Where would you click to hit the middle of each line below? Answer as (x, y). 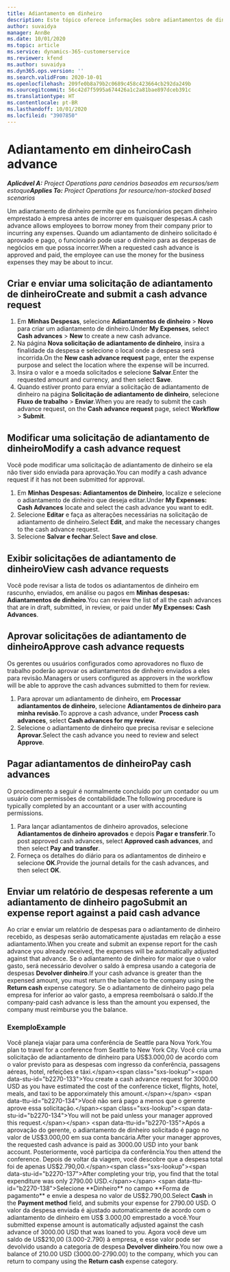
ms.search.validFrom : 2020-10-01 (55, 77)
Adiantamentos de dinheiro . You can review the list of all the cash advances (114, 600)
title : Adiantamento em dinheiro (55, 13)
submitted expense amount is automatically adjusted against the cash (105, 1225)
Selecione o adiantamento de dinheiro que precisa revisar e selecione (115, 727)
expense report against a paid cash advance (104, 913)
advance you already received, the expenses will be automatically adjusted (113, 952)
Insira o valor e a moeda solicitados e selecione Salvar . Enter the (107, 373)
